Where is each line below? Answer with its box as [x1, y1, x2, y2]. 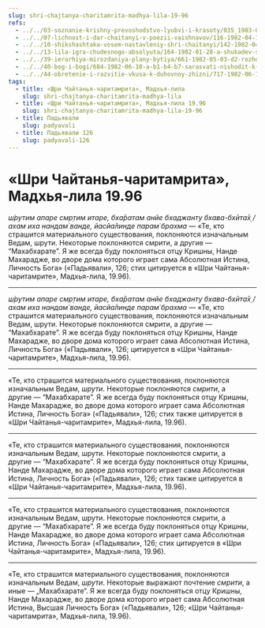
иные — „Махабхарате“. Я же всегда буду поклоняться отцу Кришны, [8, 586, 243, 596]
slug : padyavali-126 [22, 136, 90, 144]
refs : [8, 19, 26, 27]
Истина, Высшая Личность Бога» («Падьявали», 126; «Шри [8, 603, 207, 612]
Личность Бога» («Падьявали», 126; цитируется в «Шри [8, 345, 196, 354]
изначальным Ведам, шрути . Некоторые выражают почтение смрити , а [8, 578, 251, 588]
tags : [8, 77, 26, 85]
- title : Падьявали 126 [15, 129, 93, 136]
